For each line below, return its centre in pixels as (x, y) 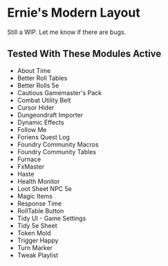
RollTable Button (40, 210)
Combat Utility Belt (44, 100)
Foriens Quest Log (44, 137)
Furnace (29, 159)
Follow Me (32, 129)
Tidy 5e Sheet (37, 225)
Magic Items (35, 196)
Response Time (39, 203)
